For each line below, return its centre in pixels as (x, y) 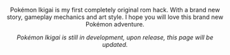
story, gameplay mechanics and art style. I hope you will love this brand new (115, 17)
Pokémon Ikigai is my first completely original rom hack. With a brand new (115, 10)
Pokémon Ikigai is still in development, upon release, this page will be (115, 37)
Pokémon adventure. (115, 24)
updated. (115, 44)
